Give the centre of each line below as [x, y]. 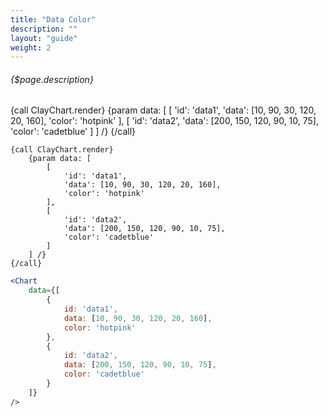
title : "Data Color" [53, 19]
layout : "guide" [44, 38]
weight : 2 [31, 47]
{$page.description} [52, 79]
